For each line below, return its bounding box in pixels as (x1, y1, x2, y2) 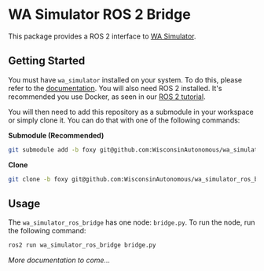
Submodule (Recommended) (8, 130, 104, 140)
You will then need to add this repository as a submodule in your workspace (8, 107, 254, 116)
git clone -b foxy (8, 175, 68, 183)
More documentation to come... (8, 255, 111, 265)
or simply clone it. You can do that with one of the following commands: (8, 115, 240, 125)
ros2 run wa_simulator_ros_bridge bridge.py (8, 241, 156, 249)
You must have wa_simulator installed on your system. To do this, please (8, 75, 243, 84)
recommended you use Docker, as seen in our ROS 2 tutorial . (8, 92, 206, 101)
